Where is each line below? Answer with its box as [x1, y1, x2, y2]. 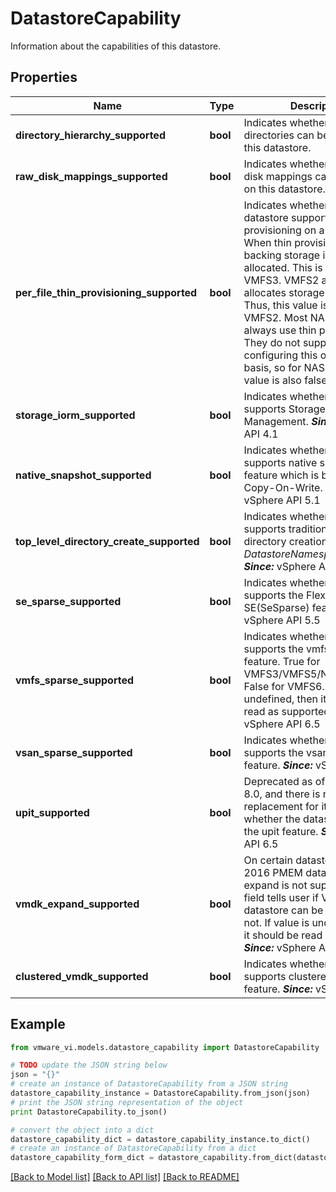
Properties [10, 69, 78, 86]
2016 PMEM [243, 865, 304, 879]
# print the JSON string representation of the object [10, 1097, 244, 1107]
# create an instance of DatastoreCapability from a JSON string [10, 1079, 288, 1089]
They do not [243, 335, 301, 349]
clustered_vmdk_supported [15, 969, 149, 983]
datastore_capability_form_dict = [10, 1153, 155, 1163]
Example [10, 1016, 66, 1033]
